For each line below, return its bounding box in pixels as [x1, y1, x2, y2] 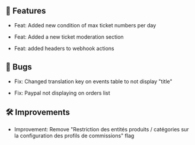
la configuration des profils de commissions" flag [14, 132, 135, 140]
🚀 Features [5, 6, 46, 16]
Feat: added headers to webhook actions [14, 45, 114, 52]
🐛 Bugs [5, 62, 32, 72]
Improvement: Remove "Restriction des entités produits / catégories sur [14, 126, 189, 133]
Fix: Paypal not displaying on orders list [14, 89, 110, 96]
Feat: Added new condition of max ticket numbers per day [14, 21, 156, 29]
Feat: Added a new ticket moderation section [14, 33, 124, 40]
